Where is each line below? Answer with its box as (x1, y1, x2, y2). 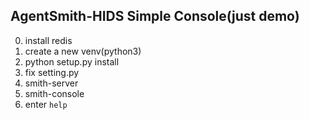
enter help (24, 98, 68, 110)
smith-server (24, 77, 79, 89)
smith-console (24, 87, 85, 99)
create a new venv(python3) (24, 45, 142, 57)
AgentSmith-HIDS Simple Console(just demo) (10, 8, 300, 25)
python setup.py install (24, 55, 120, 68)
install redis (24, 34, 73, 46)
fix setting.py (24, 66, 80, 78)
